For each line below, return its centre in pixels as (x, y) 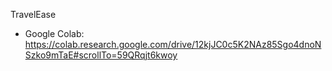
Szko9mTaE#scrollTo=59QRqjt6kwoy (101, 55)
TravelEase (33, 14)
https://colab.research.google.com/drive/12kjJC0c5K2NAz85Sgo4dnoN (173, 44)
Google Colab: (54, 33)
